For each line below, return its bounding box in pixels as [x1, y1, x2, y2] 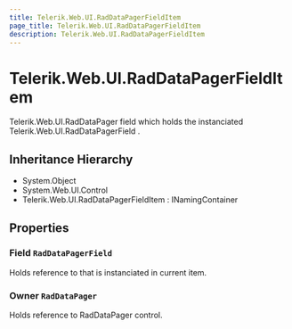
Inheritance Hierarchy [9, 152, 134, 167]
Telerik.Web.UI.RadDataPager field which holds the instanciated [9, 117, 243, 127]
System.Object [21, 176, 77, 186]
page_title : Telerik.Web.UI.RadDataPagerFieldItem [9, 21, 201, 30]
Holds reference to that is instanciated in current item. [9, 267, 207, 277]
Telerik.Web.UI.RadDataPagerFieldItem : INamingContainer [21, 194, 239, 205]
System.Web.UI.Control [21, 185, 109, 196]
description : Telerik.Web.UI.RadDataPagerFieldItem [9, 29, 205, 38]
